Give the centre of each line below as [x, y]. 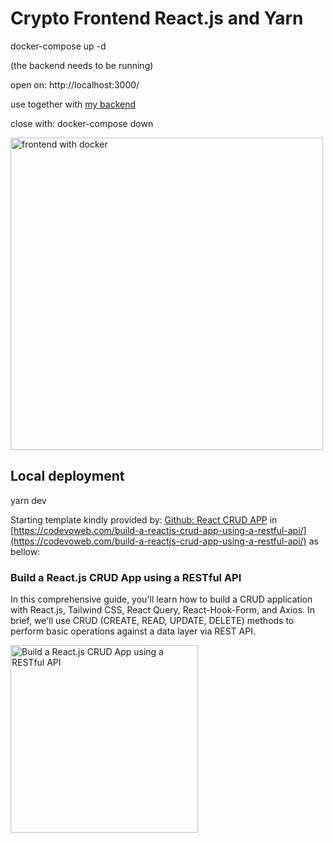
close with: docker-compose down [82, 123]
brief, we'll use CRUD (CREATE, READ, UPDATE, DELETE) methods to [152, 621]
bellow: [25, 551]
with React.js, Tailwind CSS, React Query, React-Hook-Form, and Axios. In [163, 610]
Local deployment [67, 476]
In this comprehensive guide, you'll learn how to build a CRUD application [161, 599]
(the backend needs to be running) [82, 65]
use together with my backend [73, 104]
